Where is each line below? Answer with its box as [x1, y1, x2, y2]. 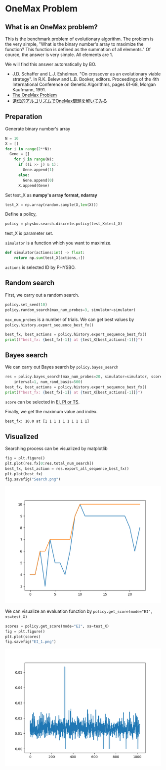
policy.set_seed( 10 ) [5, 302, 48, 307]
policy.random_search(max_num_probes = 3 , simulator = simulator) [5, 307, 136, 313]
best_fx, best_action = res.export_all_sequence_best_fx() [5, 466, 129, 471]
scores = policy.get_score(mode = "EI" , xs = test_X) [5, 624, 110, 629]
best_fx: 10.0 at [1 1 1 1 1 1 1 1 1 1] [5, 419, 90, 424]
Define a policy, [5, 211, 37, 217]
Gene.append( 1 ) [23, 167, 54, 173]
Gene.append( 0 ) [23, 178, 54, 183]
